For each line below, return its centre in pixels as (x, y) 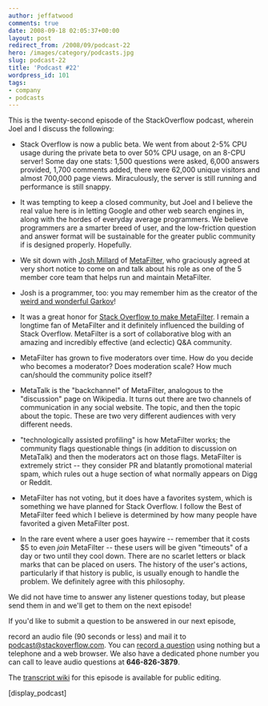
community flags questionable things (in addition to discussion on (128, 448)
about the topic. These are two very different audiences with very (128, 416)
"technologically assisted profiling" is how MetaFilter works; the (125, 440)
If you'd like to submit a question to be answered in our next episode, (122, 621)
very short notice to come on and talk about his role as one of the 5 (131, 269)
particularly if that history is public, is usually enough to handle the (130, 573)
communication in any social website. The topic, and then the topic (130, 407)
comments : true (34, 23)
